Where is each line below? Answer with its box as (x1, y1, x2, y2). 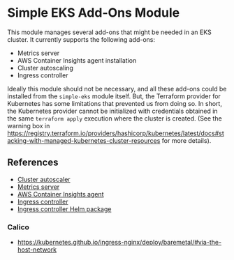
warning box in (7, 121, 50, 130)
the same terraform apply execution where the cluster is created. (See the (7, 114, 222, 123)
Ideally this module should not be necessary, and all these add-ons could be (7, 84, 227, 93)
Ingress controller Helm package (17, 204, 112, 213)
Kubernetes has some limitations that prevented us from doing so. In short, (7, 99, 222, 107)
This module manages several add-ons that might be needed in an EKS (7, 28, 212, 36)
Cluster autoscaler (17, 175, 71, 183)
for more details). (161, 136, 212, 144)
